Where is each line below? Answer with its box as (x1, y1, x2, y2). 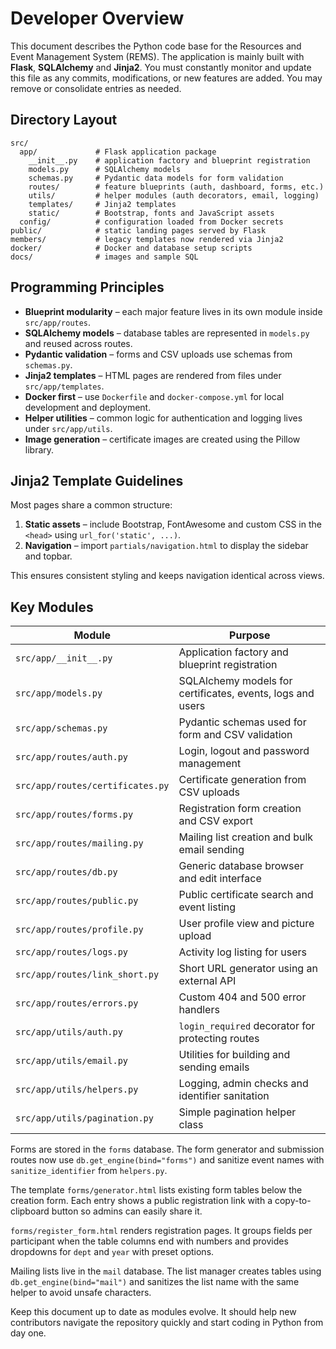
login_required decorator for (178, 1019, 316, 1033)
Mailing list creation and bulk (178, 830, 314, 844)
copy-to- (274, 1195, 312, 1207)
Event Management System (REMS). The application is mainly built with (10, 50, 305, 62)
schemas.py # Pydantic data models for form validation (28, 173, 284, 183)
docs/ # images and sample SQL (10, 252, 199, 262)
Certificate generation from (178, 773, 307, 787)
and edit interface (178, 872, 262, 886)
